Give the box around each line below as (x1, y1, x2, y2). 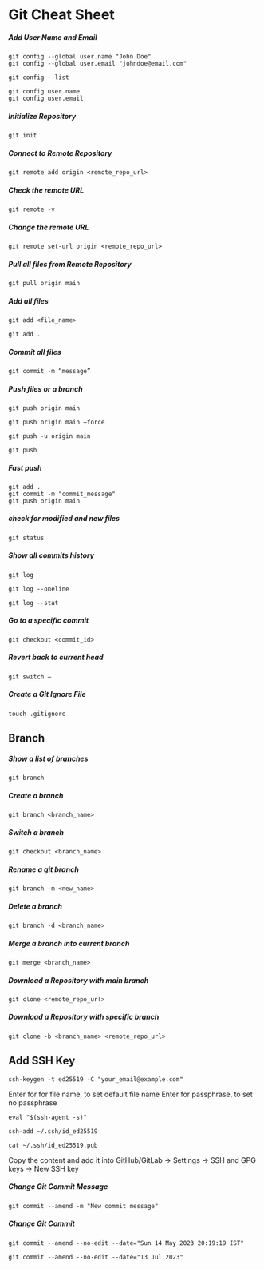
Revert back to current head (8, 653, 104, 662)
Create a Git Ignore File (8, 690, 86, 699)
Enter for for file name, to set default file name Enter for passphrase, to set (8, 1089, 253, 1099)
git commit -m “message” (8, 367, 91, 375)
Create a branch (8, 790, 64, 800)
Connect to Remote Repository (8, 148, 112, 157)
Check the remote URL (8, 185, 85, 195)
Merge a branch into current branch (8, 938, 130, 948)
